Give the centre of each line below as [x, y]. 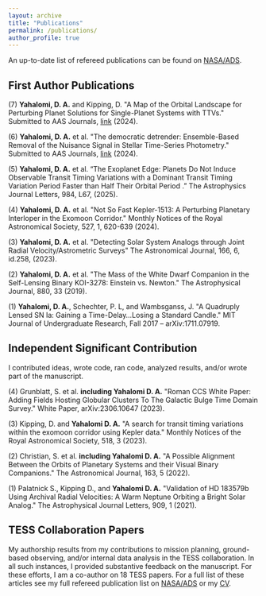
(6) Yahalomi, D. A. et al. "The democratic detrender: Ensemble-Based [124, 137]
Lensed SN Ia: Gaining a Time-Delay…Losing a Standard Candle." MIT [122, 315]
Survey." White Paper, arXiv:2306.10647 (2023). [87, 408]
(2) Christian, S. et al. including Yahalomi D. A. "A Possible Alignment [122, 456]
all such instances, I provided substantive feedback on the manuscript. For [130, 566]
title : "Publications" [46, 23]
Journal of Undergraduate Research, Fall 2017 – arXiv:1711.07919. [114, 323]
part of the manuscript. [46, 376]
